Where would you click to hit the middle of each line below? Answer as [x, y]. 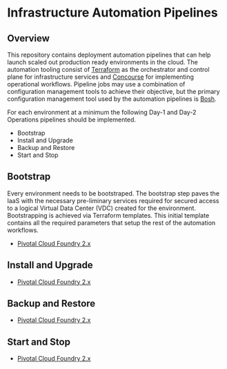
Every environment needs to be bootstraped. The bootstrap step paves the [113, 193]
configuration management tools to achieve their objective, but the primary [113, 92]
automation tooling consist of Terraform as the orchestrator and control [108, 69]
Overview [29, 38]
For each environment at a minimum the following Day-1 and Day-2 [102, 112]
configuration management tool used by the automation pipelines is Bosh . [112, 99]
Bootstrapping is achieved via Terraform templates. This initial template [108, 215]
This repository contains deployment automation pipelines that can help [109, 55]
